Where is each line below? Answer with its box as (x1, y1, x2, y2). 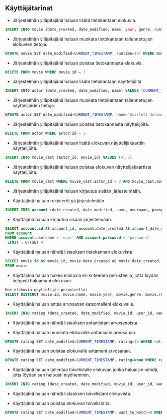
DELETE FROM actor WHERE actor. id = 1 (5, 131, 85, 136)
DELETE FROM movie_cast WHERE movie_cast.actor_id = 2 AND (5, 179, 130, 184)
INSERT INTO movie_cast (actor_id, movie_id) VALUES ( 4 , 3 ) (5, 155, 133, 160)
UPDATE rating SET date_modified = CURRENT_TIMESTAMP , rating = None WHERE (5, 358, 157, 363)
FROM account (5, 231, 32, 236)
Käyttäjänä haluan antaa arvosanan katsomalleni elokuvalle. (12, 301, 135, 307)
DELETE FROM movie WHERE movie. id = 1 (5, 69, 85, 74)
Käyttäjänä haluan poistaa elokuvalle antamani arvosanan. (12, 348, 132, 354)
